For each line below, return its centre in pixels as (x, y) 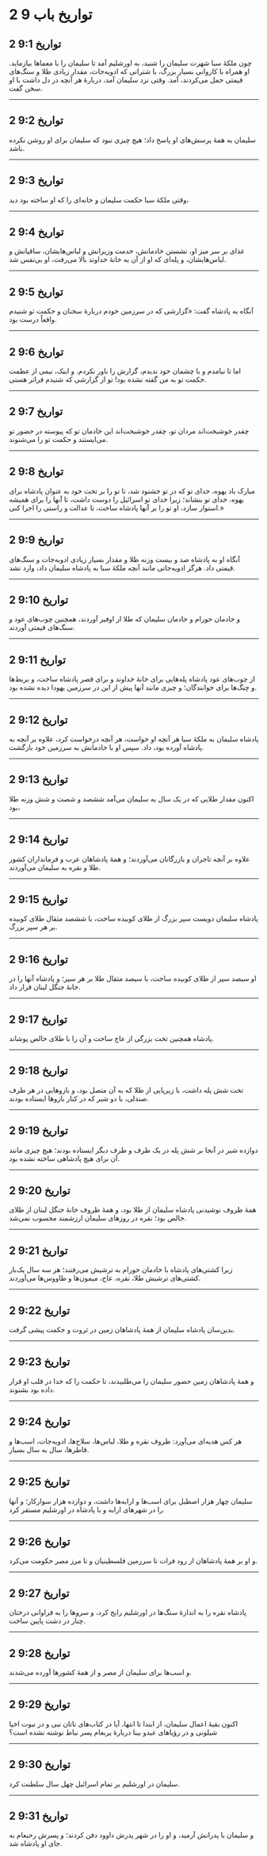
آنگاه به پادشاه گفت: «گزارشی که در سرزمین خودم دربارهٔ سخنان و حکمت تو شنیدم (132, 311)
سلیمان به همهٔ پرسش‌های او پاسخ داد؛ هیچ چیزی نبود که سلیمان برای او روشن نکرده (133, 140)
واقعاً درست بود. (33, 320)
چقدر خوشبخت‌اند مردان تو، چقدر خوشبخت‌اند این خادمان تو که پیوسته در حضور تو (129, 431)
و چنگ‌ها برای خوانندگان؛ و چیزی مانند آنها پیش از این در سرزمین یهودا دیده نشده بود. (133, 687)
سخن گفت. (26, 88)
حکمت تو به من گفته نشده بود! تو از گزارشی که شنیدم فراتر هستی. (108, 379)
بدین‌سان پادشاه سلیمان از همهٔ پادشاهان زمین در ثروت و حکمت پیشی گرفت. (122, 1330)
